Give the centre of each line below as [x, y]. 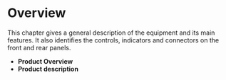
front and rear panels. [39, 47]
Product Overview [45, 61]
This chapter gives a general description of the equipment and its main [111, 33]
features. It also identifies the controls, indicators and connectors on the [113, 40]
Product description [48, 69]
